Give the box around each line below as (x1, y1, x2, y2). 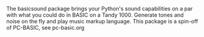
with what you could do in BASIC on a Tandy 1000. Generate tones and (6, 11, 184, 18)
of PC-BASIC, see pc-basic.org (6, 24, 85, 31)
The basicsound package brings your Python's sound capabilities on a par (6, 5, 193, 12)
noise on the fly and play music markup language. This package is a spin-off (6, 18, 199, 24)
